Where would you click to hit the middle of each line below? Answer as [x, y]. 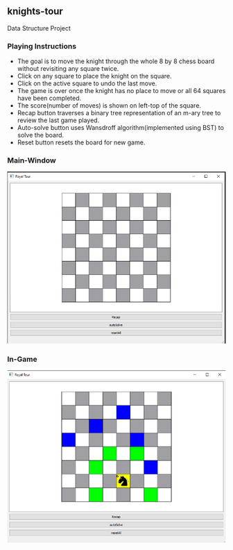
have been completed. [49, 98]
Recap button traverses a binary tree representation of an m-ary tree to [119, 113]
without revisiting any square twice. [68, 69]
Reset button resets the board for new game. [81, 142]
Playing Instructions [42, 46]
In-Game [22, 359]
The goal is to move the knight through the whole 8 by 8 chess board [116, 61]
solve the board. [41, 135]
